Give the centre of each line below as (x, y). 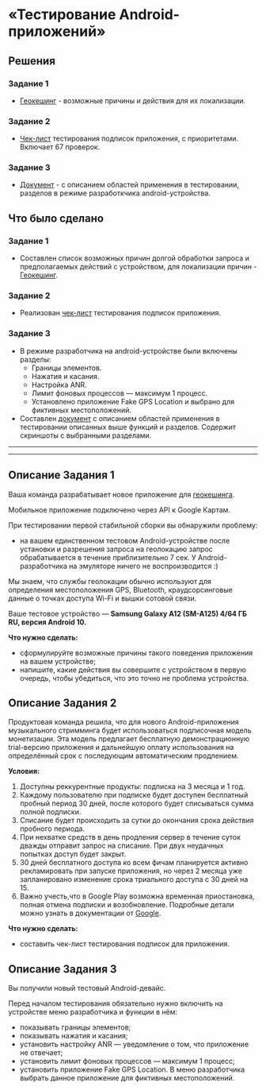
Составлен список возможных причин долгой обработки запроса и (134, 258)
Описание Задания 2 (63, 703)
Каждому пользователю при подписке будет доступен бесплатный (134, 795)
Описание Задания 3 (63, 969)
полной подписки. (50, 812)
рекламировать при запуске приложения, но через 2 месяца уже (131, 871)
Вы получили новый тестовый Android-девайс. (87, 988)
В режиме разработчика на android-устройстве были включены (128, 350)
